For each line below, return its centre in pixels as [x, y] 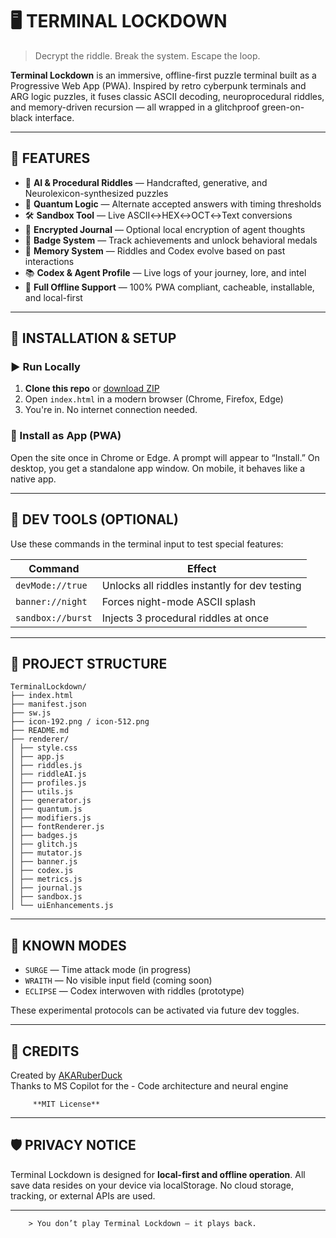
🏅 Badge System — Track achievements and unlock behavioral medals [171, 240]
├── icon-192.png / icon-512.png [80, 722]
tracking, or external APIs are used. [83, 1195]
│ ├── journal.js [46, 888]
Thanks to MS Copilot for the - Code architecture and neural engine [149, 1085]
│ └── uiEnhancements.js [62, 906]
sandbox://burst [54, 617]
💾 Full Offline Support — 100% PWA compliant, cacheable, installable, [169, 287]
